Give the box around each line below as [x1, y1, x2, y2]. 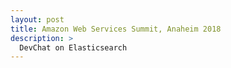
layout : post [10, 14, 65, 25]
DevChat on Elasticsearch [19, 42, 128, 53]
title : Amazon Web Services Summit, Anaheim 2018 [10, 24, 222, 34]
